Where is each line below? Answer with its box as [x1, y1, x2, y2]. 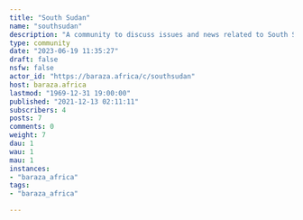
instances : [9, 164, 50, 173]
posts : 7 [9, 114, 42, 123]
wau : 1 [9, 147, 34, 156]
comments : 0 [9, 123, 54, 132]
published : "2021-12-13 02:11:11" [9, 96, 140, 106]
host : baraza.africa [9, 80, 87, 89]
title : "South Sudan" [9, 13, 91, 23]
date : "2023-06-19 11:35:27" [9, 47, 119, 56]
